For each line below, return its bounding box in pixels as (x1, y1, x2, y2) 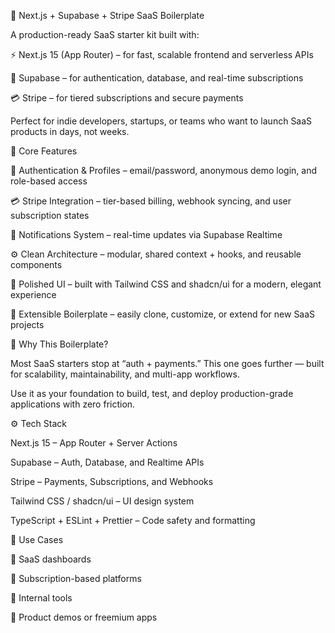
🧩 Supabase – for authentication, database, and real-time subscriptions (10, 72, 304, 84)
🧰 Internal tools (10, 592, 73, 604)
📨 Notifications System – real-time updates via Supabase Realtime (10, 229, 283, 240)
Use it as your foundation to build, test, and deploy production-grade (10, 388, 294, 399)
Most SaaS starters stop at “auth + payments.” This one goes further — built (10, 358, 325, 369)
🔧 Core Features (10, 145, 78, 157)
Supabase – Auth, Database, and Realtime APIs (10, 456, 205, 468)
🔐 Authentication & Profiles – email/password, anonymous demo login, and (10, 165, 318, 176)
